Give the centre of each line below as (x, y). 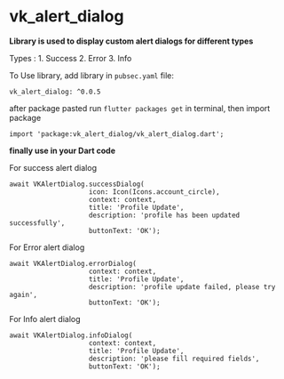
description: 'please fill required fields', (174, 359)
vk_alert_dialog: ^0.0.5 (55, 92)
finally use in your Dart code (62, 150)
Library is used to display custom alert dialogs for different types (131, 41)
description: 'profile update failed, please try (182, 286)
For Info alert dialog (45, 319)
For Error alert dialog (47, 247)
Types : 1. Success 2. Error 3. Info (71, 58)
